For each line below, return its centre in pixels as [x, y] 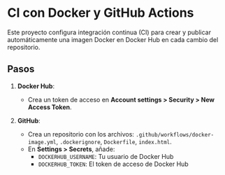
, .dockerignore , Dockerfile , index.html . [114, 141]
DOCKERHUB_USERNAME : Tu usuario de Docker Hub [106, 156]
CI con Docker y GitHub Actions [101, 13]
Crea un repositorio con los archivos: [81, 134]
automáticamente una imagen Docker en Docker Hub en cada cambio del [113, 39]
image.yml [42, 142]
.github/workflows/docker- [175, 134]
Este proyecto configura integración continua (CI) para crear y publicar [109, 32]
